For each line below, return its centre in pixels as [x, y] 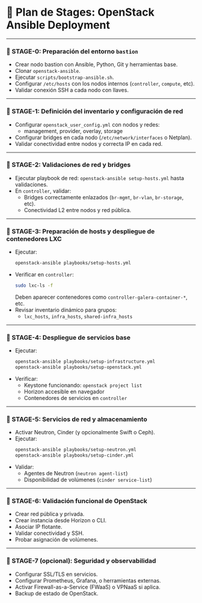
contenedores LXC [34, 239]
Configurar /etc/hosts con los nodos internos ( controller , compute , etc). [105, 84]
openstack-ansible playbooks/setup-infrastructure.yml [85, 362]
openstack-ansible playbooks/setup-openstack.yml [78, 367]
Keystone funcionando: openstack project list [83, 385]
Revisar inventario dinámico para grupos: [66, 310]
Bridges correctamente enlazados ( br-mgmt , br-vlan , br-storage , [104, 197]
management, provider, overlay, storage [73, 131]
